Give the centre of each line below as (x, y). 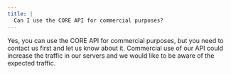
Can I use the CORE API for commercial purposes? (88, 20)
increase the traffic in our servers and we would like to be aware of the (111, 55)
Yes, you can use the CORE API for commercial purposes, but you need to (116, 40)
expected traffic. (32, 63)
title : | (20, 14)
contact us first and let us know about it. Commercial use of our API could (116, 48)
